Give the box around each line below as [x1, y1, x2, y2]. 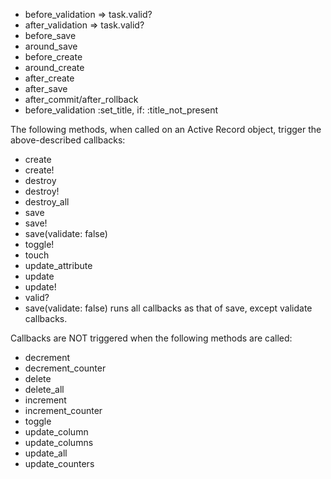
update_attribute [24, 260, 93, 271]
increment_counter [24, 405, 103, 416]
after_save [24, 83, 68, 94]
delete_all [24, 384, 65, 395]
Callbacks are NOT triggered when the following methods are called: [10, 332, 293, 344]
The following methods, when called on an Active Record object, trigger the [10, 124, 322, 135]
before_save [24, 30, 77, 41]
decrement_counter [24, 362, 107, 374]
